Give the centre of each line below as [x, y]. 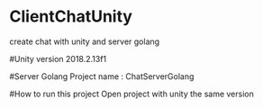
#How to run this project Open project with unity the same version [131, 94]
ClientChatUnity [71, 17]
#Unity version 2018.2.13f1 [58, 58]
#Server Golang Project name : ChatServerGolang [102, 76]
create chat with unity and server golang [85, 41]
